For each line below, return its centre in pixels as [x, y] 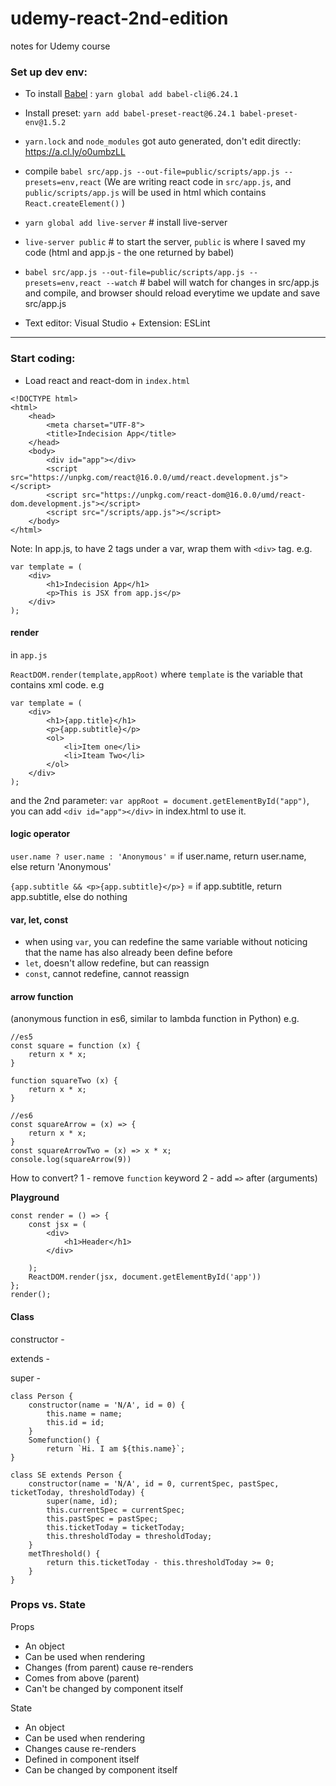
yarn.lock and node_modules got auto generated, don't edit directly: [163, 141]
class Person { [42, 1396]
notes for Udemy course [60, 46]
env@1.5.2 [45, 123]
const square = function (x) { [75, 1046]
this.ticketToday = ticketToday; [116, 1527]
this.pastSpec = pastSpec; [102, 1518]
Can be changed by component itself [101, 1769]
